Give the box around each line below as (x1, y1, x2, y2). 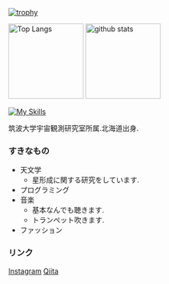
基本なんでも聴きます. (31, 205, 104, 215)
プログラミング (19, 185, 70, 195)
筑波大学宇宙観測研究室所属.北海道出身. (8, 124, 139, 132)
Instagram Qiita (8, 266, 58, 276)
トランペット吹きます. (31, 215, 105, 225)
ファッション (19, 225, 62, 235)
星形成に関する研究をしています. (31, 175, 140, 185)
